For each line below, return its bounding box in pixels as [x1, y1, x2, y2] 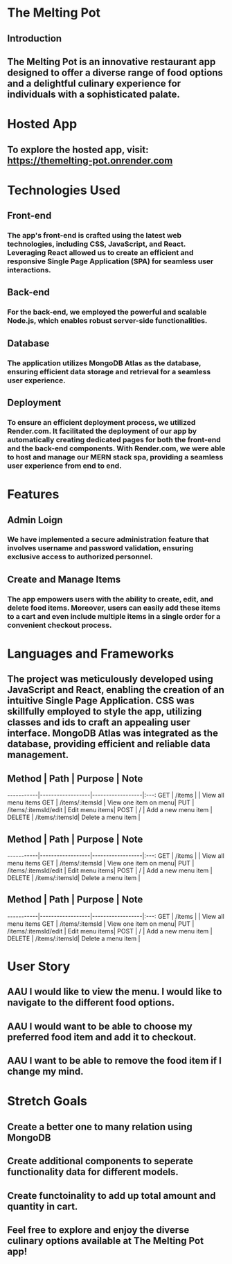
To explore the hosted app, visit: [7, 143, 149, 155]
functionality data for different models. [7, 1166, 179, 1178]
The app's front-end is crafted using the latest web [7, 231, 182, 240]
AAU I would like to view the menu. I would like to [7, 986, 222, 998]
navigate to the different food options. [7, 997, 175, 1009]
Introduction [7, 33, 62, 44]
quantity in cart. [7, 1200, 78, 1212]
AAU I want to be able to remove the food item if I [7, 1055, 222, 1066]
